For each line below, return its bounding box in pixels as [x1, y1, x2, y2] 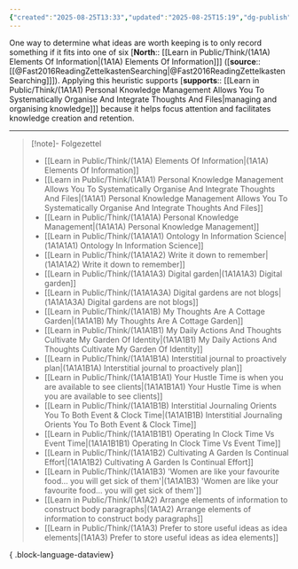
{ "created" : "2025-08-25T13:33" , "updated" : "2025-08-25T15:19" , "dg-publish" [9, 12, 292, 22]
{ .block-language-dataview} [9, 549, 114, 559]
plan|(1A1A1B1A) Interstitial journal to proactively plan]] [43, 362, 242, 373]
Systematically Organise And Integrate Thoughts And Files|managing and [9, 94, 278, 105]
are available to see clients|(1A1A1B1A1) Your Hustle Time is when [43, 381, 282, 392]
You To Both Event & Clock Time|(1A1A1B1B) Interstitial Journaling [43, 409, 283, 420]
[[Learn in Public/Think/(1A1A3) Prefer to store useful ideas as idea [43, 522, 288, 533]
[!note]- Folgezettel [30, 138, 102, 149]
